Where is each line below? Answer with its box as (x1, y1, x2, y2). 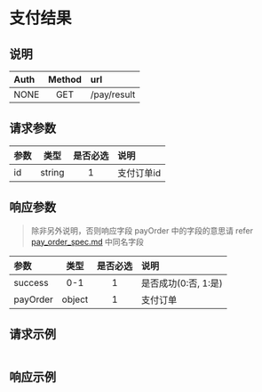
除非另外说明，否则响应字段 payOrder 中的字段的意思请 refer (30, 225, 253, 236)
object (61, 293, 89, 306)
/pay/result (90, 88, 136, 101)
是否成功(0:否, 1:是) (140, 277, 224, 290)
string (40, 166, 65, 178)
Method (47, 73, 83, 86)
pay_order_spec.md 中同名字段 (30, 236, 145, 247)
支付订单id (117, 167, 162, 179)
